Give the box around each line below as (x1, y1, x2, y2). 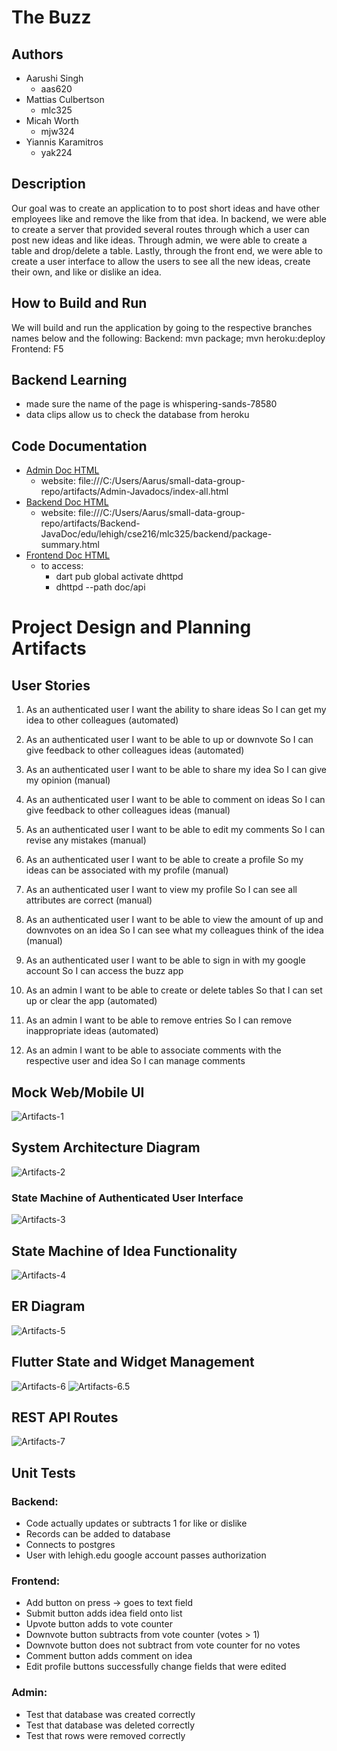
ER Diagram (11, 1298, 86, 1315)
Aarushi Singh (25, 72, 84, 84)
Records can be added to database (25, 1528, 171, 1540)
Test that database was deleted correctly (25, 1719, 196, 1731)
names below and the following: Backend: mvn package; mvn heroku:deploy (11, 332, 326, 344)
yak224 (40, 147, 73, 158)
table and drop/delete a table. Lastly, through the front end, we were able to (11, 244, 323, 256)
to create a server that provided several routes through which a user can (11, 223, 310, 235)
